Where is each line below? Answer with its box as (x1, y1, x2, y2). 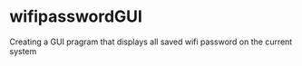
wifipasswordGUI (9, 6, 143, 27)
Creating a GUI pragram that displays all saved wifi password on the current (9, 36, 293, 47)
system (9, 45, 37, 56)
